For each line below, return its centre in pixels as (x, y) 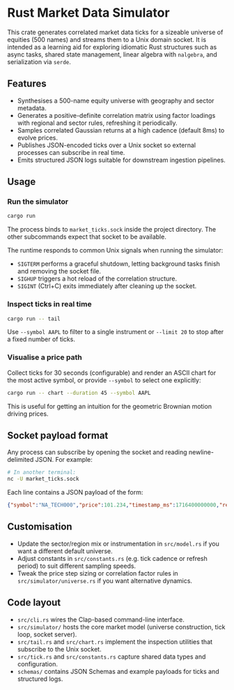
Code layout (34, 602)
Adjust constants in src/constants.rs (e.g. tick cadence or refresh (112, 558)
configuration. (37, 663)
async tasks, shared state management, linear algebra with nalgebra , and (112, 54)
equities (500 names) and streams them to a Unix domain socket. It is (107, 39)
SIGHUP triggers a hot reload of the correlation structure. (97, 279)
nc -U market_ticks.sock (43, 479)
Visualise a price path (45, 357)
